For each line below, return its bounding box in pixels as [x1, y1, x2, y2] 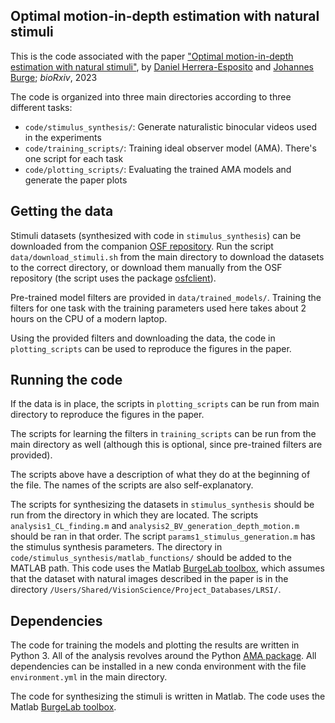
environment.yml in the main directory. [10, 671, 168, 683]
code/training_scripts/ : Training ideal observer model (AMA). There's [24, 142, 317, 154]
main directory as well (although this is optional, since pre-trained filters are [10, 439, 323, 451]
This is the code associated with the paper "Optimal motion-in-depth [10, 50, 294, 62]
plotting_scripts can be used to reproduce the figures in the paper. [10, 342, 292, 354]
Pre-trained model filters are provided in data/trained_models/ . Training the [10, 291, 322, 303]
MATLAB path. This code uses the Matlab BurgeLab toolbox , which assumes [10, 562, 325, 574]
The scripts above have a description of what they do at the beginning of [10, 469, 311, 481]
